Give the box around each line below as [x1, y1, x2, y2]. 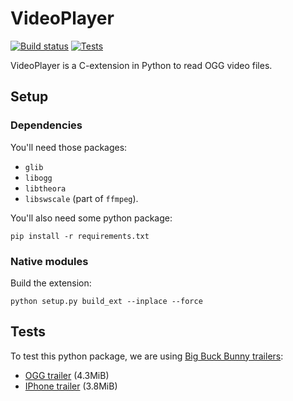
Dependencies [10, 118, 83, 132]
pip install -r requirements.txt [10, 231, 150, 241]
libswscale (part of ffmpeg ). [24, 192, 139, 204]
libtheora [24, 183, 67, 194]
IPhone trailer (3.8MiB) [24, 380, 118, 392]
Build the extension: [10, 277, 92, 289]
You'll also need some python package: [10, 212, 173, 224]
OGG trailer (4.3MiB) [24, 369, 110, 381]
